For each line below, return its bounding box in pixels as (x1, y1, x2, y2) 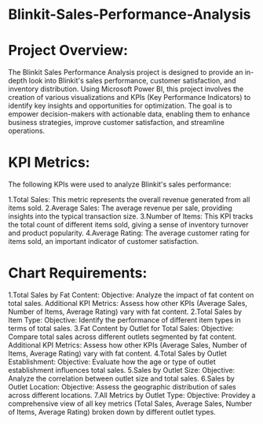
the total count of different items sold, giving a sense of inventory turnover (8, 220, 249, 230)
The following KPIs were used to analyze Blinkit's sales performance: (8, 179, 232, 190)
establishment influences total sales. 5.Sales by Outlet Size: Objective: (8, 366, 236, 374)
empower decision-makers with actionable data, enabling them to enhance (8, 109, 250, 119)
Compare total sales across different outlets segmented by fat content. (8, 332, 237, 341)
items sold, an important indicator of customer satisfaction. (8, 237, 199, 246)
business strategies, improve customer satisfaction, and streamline (8, 118, 225, 127)
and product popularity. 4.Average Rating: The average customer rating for (8, 228, 250, 238)
